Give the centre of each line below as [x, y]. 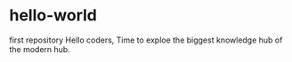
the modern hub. [40, 49]
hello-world [53, 15]
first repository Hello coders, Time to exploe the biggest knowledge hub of [146, 40]
